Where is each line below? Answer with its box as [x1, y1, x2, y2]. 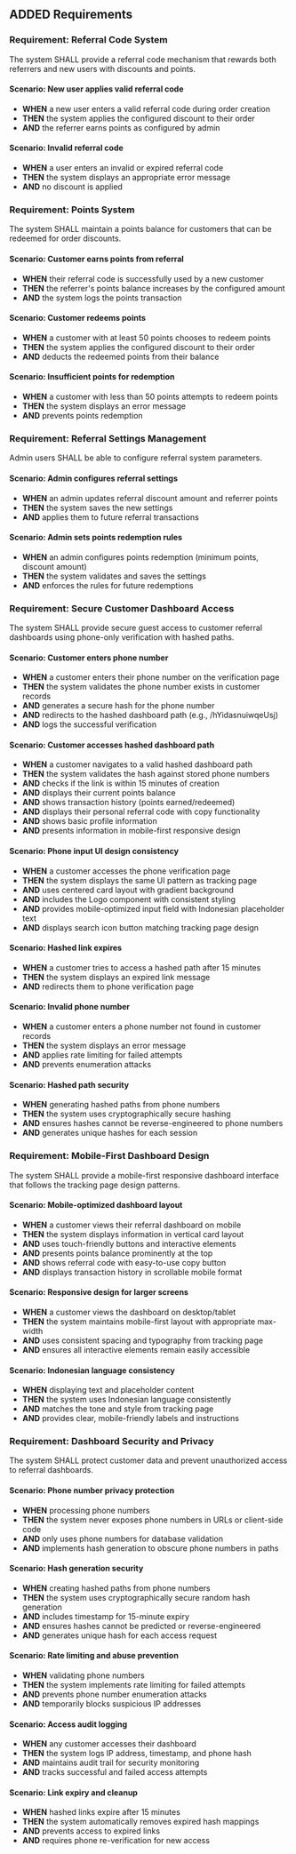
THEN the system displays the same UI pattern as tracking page [21, 875, 258, 885]
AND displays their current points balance [21, 787, 176, 798]
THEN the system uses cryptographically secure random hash [21, 1592, 251, 1602]
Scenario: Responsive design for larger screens [9, 1287, 189, 1298]
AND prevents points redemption [21, 411, 144, 420]
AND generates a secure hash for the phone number [21, 700, 215, 711]
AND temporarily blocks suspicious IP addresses [21, 1698, 202, 1709]
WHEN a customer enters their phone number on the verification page [21, 672, 280, 683]
